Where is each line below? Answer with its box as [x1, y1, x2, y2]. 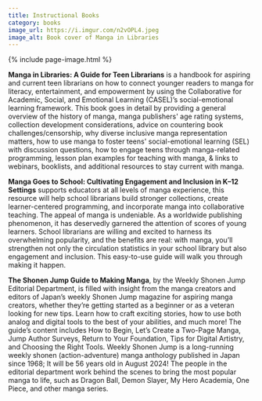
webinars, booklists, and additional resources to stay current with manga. [8, 162, 245, 171]
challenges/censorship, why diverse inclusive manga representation [8, 129, 228, 138]
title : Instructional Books [8, 11, 100, 20]
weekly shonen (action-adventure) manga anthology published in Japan [8, 351, 240, 360]
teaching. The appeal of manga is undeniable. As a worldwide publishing [8, 210, 242, 220]
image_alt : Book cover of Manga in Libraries [8, 33, 159, 42]
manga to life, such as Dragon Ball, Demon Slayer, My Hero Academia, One [8, 376, 250, 385]
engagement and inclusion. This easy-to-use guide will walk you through [8, 252, 243, 261]
